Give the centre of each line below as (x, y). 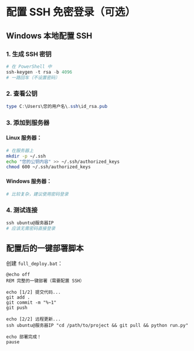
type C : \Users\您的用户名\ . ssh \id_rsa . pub (57, 106)
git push (17, 308)
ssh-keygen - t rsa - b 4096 (39, 72)
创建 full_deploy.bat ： (34, 264)
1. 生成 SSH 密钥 (29, 54)
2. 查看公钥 (22, 94)
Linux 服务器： (24, 138)
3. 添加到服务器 (28, 123)
